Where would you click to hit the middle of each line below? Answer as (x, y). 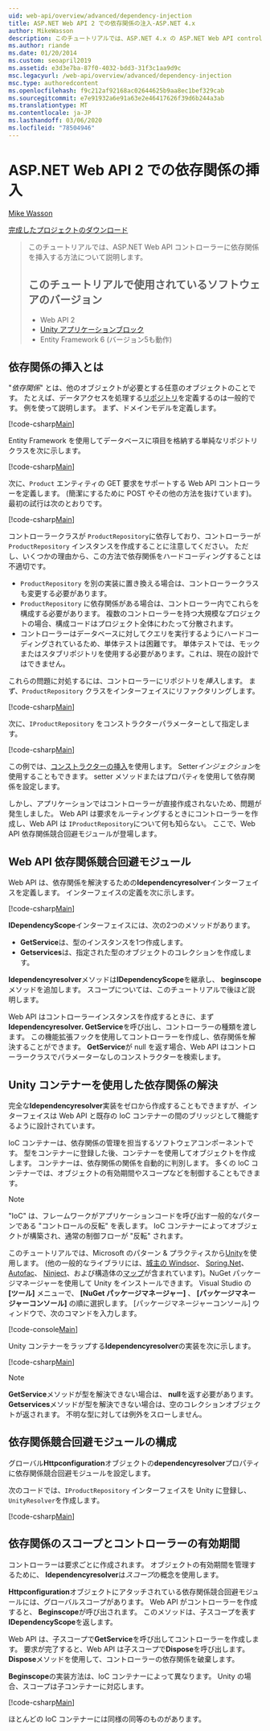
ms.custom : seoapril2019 (50, 61)
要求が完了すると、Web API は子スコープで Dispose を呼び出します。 (137, 1649)
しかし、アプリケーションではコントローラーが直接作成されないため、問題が (135, 804)
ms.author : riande (39, 46)
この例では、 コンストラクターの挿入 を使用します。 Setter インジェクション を (135, 767)
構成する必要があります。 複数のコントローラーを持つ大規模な (123, 614)
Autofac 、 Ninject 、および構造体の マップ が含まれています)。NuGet (120, 1273)
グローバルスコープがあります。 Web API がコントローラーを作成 (150, 1601)
